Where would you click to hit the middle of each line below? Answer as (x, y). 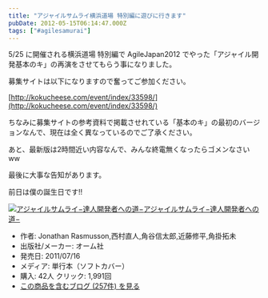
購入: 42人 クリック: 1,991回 (66, 276)
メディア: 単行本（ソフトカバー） (74, 266)
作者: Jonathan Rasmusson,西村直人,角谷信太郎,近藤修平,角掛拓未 (128, 236)
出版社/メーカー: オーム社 (62, 246)
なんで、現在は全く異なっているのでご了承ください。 (110, 132)
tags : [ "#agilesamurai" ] (50, 30)
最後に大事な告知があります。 (57, 175)
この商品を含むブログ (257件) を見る (80, 286)
